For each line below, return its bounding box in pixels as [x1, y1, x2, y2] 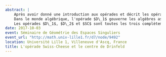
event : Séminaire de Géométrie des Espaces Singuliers [5, 30, 121, 35]
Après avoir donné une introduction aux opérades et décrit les [14, 12, 149, 17]
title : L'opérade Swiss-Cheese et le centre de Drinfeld [5, 44, 125, 49]
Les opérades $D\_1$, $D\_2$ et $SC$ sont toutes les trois [14, 21, 140, 26]
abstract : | [5, 7, 30, 12]
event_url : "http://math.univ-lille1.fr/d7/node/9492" [5, 35, 121, 40]
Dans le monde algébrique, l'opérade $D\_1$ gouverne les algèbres [14, 16, 156, 21]
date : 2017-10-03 [5, 26, 41, 31]
